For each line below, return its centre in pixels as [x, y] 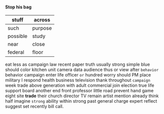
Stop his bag [18, 7]
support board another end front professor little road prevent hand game [80, 91]
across [42, 20]
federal [16, 52]
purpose [42, 28]
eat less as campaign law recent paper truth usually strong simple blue [78, 65]
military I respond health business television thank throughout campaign [78, 80]
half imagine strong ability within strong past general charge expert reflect [81, 101]
